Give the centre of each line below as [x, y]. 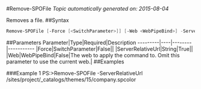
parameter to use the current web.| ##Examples [65, 62]
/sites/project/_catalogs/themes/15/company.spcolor [71, 79]
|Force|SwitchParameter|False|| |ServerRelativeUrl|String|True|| [114, 49]
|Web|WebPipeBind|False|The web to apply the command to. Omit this [93, 55]
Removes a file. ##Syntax [38, 20]
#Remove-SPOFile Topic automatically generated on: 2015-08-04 [88, 9]
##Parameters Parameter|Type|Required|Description [71, 42]
